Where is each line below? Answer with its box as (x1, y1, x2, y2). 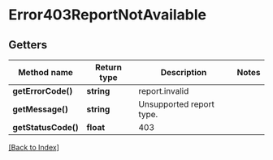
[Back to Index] (8, 143, 59, 152)
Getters (8, 38, 48, 52)
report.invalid (137, 86, 189, 96)
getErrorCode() (12, 86, 73, 96)
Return (94, 62, 122, 73)
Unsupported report (137, 99, 215, 110)
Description (160, 67, 207, 78)
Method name (17, 67, 73, 78)
